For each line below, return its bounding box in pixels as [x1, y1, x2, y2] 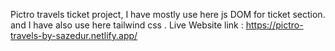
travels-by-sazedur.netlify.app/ [10, 30, 138, 41]
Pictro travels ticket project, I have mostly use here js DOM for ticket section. [10, 9, 326, 20]
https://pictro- [245, 19, 304, 31]
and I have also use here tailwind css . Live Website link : [10, 19, 244, 31]
